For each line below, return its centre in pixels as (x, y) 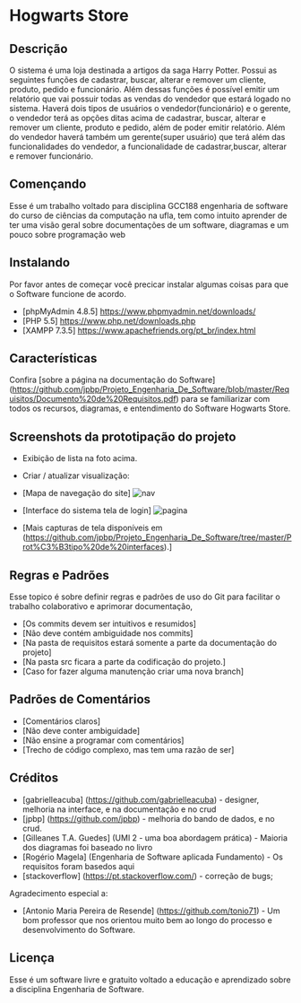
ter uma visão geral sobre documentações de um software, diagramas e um (149, 224)
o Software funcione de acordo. (68, 293)
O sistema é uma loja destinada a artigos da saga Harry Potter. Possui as (143, 70)
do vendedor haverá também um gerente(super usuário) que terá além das (147, 137)
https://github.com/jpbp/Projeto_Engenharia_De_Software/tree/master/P (159, 537)
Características (53, 358)
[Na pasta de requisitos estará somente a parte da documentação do (150, 643)
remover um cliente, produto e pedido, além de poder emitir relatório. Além (147, 127)
